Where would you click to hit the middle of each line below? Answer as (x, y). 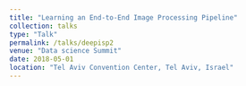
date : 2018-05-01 (42, 59)
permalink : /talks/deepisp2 (62, 43)
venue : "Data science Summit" (66, 51)
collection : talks (43, 26)
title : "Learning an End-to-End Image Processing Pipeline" (124, 17)
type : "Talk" (34, 34)
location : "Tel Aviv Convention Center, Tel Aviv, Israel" (122, 68)
